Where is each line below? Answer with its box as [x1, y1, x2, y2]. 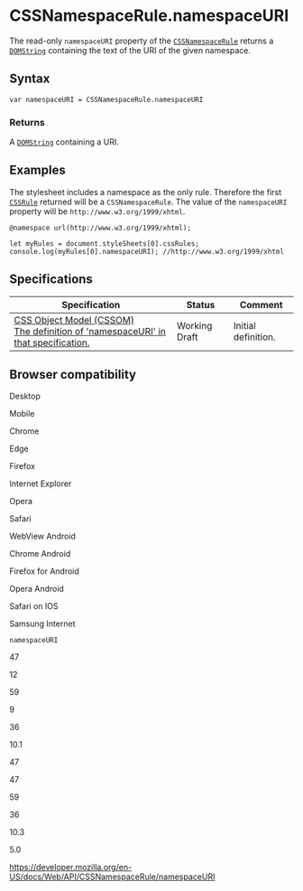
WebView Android [9, 530, 77, 542]
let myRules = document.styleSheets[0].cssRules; [9, 239, 200, 249]
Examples [9, 163, 66, 178]
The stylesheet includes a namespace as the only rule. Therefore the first [9, 186, 282, 197]
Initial [233, 319, 257, 332]
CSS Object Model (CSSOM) [14, 314, 135, 326]
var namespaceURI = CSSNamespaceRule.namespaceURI [9, 95, 204, 104]
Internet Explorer [9, 478, 72, 489]
